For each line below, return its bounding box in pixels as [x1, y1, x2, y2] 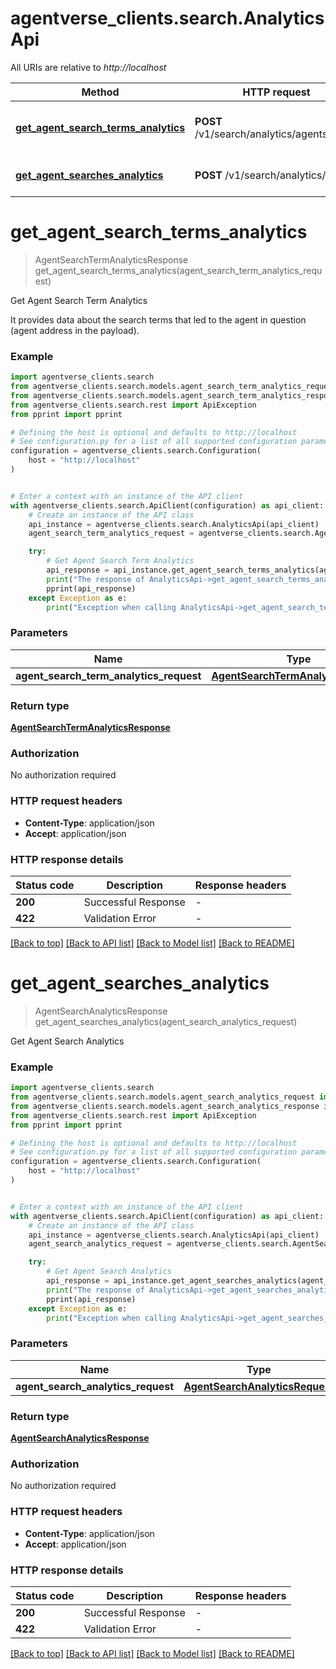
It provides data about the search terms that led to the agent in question [10, 313, 307, 326]
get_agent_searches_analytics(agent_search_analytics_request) [34, 1015, 298, 1027]
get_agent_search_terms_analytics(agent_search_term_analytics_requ [34, 264, 323, 276]
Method [81, 85, 120, 99]
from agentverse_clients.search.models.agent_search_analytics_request [10, 1092, 315, 1102]
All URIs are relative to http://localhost [10, 61, 167, 73]
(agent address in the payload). [10, 324, 140, 336]
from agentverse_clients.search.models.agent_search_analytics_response [10, 1101, 320, 1111]
